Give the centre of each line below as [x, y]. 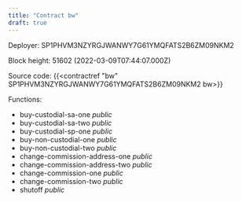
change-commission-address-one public [86, 156]
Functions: [25, 99]
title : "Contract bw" [44, 15]
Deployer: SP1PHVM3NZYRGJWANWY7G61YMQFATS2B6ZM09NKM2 [121, 45]
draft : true [27, 23]
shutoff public [42, 189]
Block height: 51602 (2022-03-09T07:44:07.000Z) [90, 61]
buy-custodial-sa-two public [66, 123]
